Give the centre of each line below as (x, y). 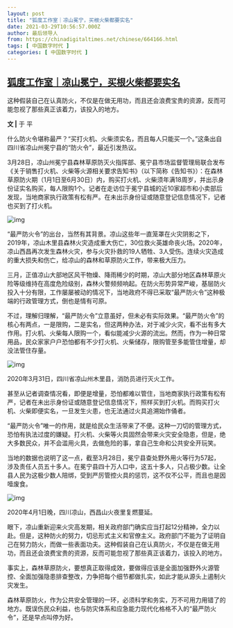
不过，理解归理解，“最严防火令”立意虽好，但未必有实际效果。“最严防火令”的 (116, 315)
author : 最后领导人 (33, 33)
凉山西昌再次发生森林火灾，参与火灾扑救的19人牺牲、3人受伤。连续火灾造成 (115, 251)
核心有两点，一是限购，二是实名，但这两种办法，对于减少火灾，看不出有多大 (116, 324)
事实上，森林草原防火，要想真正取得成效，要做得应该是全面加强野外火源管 (113, 567)
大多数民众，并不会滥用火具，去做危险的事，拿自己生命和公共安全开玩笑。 (113, 443)
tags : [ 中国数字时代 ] (38, 46)
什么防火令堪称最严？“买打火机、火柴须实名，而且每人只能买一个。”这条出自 (115, 138)
